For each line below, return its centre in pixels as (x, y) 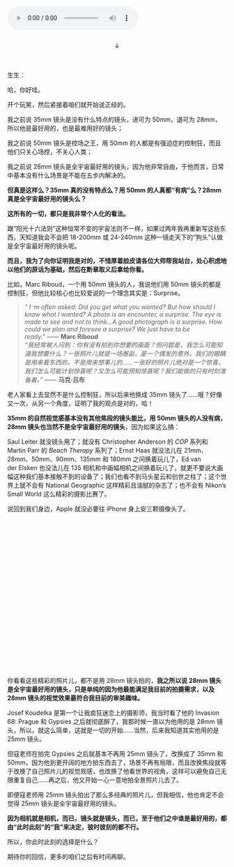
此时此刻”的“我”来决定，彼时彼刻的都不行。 (79, 827)
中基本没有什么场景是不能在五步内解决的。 (68, 175)
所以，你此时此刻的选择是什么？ (53, 842)
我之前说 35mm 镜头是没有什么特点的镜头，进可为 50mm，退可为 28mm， (114, 119)
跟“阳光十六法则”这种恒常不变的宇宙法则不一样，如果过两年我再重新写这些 (114, 228)
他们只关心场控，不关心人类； (50, 152)
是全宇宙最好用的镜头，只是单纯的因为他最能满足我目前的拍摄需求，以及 (111, 689)
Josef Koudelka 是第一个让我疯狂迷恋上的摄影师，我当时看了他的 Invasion (114, 713)
